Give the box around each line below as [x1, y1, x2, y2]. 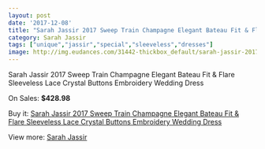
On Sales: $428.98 [8, 94, 71, 102]
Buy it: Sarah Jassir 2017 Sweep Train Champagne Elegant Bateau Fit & [8, 109, 239, 118]
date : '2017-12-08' [8, 19, 73, 27]
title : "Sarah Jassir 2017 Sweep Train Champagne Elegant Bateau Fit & [8, 26, 248, 34]
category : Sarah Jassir [8, 33, 87, 42]
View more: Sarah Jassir [8, 132, 88, 142]
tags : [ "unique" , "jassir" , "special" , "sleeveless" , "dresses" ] [8, 41, 214, 49]
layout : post [8, 11, 51, 20]
